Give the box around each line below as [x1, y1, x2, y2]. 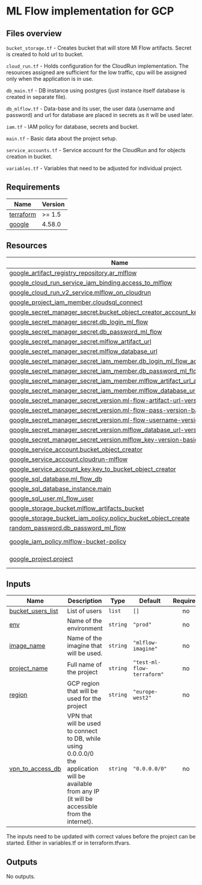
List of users [67, 607, 102, 615]
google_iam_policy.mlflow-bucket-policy [9, 537, 126, 546]
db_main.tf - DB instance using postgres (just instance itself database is [6, 87, 185, 94]
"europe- [133, 688, 158, 695]
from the [67, 810, 91, 819]
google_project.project [9, 554, 73, 563]
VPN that [67, 712, 93, 720]
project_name [9, 664, 48, 673]
